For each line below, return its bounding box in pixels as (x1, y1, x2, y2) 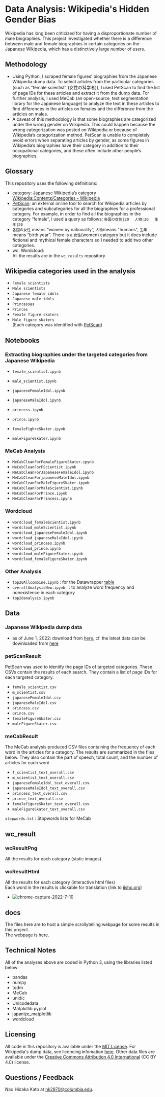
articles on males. (12, 111, 48, 117)
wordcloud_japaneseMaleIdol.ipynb (12, 535, 83, 540)
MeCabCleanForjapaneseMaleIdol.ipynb (12, 475, 90, 480)
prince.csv (12, 711, 35, 716)
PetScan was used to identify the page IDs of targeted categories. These (5, 664, 153, 670)
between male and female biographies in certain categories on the (5, 40, 139, 46)
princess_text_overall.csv (12, 791, 68, 796)
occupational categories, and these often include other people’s (12, 147, 141, 153)
